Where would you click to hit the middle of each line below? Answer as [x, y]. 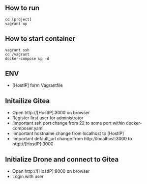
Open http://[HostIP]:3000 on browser [51, 113]
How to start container [40, 39]
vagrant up [16, 24]
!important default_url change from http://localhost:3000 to [72, 139]
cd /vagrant [17, 54]
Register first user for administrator [48, 118]
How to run [22, 8]
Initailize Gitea [28, 101]
